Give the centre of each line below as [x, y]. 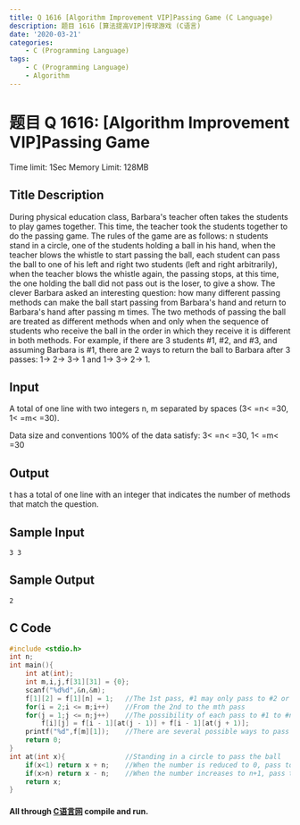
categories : [31, 42]
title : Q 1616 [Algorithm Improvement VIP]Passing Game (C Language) [142, 17]
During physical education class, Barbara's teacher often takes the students [149, 216]
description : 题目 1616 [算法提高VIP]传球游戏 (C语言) [105, 26]
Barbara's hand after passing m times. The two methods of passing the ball [148, 311]
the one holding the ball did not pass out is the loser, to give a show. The [142, 283]
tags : [19, 59]
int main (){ [31, 665]
